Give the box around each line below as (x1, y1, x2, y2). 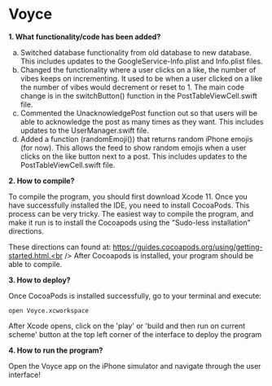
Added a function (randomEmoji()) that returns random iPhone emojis (20, 134, 253, 143)
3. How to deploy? (8, 274, 71, 285)
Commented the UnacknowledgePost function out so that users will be (20, 107, 258, 118)
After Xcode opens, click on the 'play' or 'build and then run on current (8, 321, 246, 331)
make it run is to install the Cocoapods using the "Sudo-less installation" (8, 217, 251, 227)
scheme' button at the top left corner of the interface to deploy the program (8, 329, 262, 339)
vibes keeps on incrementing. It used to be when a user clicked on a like (20, 73, 263, 83)
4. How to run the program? (8, 345, 103, 355)
